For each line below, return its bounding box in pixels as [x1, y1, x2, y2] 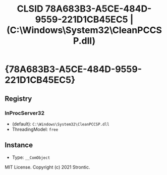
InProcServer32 [5, 109, 45, 116]
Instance [5, 141, 33, 149]
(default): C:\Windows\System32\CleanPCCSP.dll [12, 121, 109, 127]
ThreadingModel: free [12, 126, 59, 132]
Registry [5, 94, 32, 103]
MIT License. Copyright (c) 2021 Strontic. [5, 164, 90, 170]
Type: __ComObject [12, 154, 50, 160]
